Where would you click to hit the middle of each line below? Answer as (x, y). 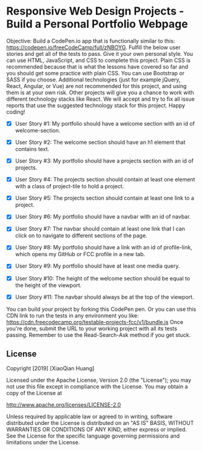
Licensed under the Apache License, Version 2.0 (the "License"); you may (99, 380)
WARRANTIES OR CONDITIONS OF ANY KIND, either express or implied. (96, 430)
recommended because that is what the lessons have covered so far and (97, 66)
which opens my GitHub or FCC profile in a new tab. (80, 254)
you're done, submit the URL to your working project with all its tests (92, 328)
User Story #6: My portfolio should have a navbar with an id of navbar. (103, 217)
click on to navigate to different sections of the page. (81, 236)
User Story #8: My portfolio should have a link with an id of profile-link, (103, 248)
